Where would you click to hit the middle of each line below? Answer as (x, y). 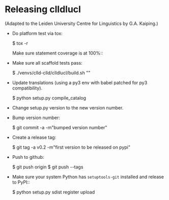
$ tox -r (20, 43)
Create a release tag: (34, 137)
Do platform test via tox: (37, 33)
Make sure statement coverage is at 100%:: (58, 53)
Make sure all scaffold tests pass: (47, 63)
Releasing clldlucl (43, 9)
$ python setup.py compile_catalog (49, 98)
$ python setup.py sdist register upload (53, 192)
